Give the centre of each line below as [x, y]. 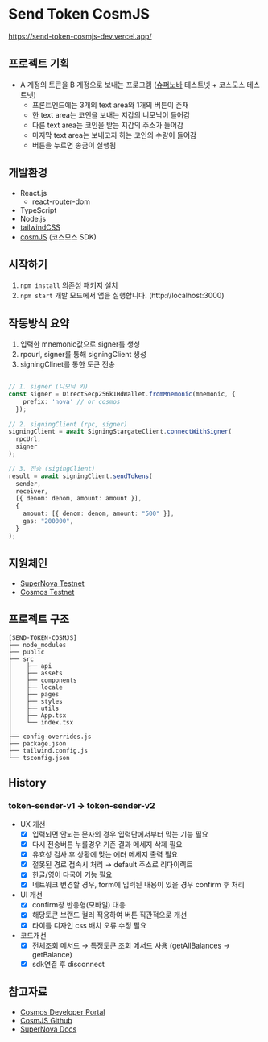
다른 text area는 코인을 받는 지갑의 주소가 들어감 [107, 125]
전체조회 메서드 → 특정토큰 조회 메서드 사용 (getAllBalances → [131, 945]
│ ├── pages [34, 695]
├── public [27, 652]
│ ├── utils [34, 709]
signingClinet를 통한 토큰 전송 [67, 364]
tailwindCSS [40, 227]
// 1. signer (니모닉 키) [48, 387]
